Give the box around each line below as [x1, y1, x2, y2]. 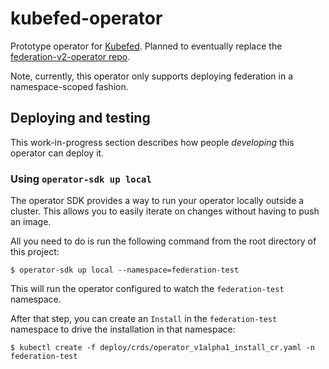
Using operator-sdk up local [10, 172, 152, 186]
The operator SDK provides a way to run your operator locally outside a [10, 195, 305, 207]
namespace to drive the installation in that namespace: [10, 323, 236, 336]
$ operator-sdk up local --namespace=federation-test [10, 265, 240, 276]
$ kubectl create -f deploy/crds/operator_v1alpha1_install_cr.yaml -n [10, 343, 315, 353]
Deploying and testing [10, 110, 151, 127]
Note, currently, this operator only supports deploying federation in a [10, 70, 294, 82]
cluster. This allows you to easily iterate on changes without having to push [10, 205, 320, 217]
